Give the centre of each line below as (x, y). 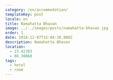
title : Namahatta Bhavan (31, 24)
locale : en (16, 19)
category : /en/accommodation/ (37, 10)
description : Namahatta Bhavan (38, 42)
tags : (11, 61)
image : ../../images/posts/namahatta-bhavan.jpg (57, 28)
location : (15, 47)
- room (16, 70)
